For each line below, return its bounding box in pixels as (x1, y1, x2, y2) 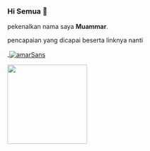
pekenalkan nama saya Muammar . (7, 23, 108, 31)
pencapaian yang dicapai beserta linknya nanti (7, 36, 144, 44)
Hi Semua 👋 (7, 6, 48, 16)
